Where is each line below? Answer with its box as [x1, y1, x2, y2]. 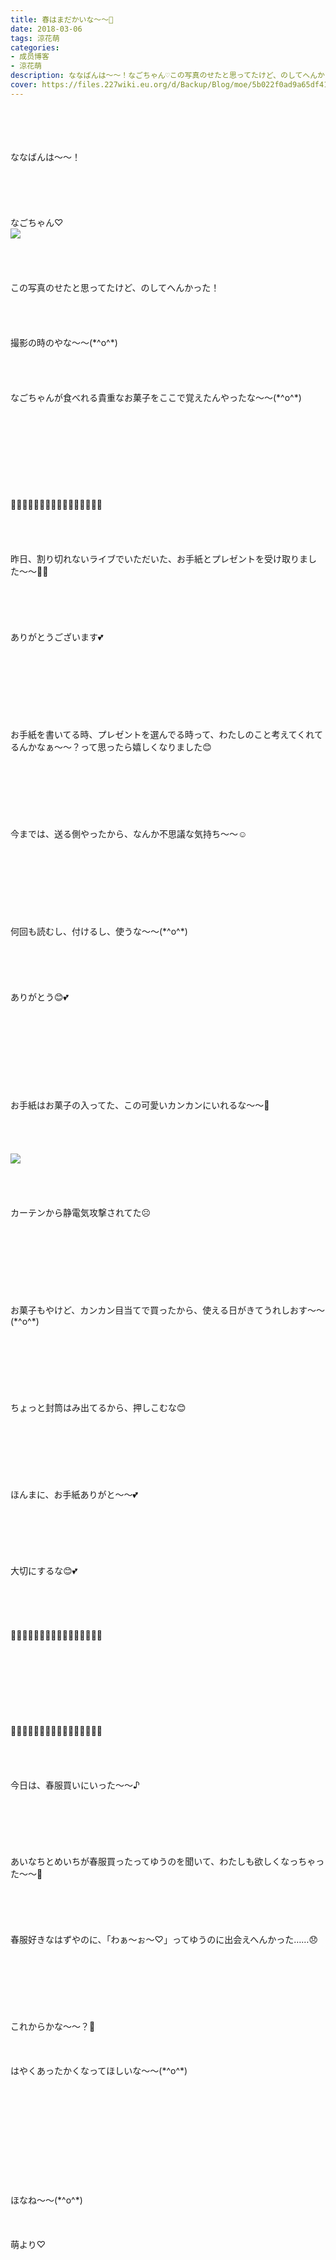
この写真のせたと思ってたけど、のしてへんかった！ [10, 281, 220, 293]
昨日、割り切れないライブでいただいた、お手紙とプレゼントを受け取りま [10, 552, 308, 565]
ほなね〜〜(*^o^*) [10, 2194, 83, 2206]
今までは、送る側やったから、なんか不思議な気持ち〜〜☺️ [10, 827, 248, 840]
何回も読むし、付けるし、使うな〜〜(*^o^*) [10, 925, 188, 937]
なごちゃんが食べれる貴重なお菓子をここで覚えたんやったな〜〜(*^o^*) [10, 391, 302, 403]
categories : [10, 42, 60, 53]
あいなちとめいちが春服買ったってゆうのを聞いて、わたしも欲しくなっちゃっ [10, 1855, 325, 1867]
